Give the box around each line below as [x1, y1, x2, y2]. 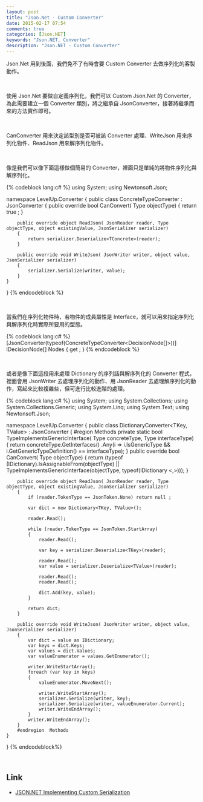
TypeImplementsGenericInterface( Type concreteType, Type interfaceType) [6, 434, 195, 442]
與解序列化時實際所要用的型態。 [6, 320, 86, 327]
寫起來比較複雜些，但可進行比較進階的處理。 [16, 385, 128, 392]
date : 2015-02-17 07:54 [6, 20, 66, 26]
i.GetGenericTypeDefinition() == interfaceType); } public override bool [6, 447, 180, 455]
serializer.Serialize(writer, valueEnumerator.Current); [38, 700, 185, 707]
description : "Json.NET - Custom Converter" [6, 43, 120, 49]
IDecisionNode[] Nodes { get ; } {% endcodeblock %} [6, 346, 140, 353]
